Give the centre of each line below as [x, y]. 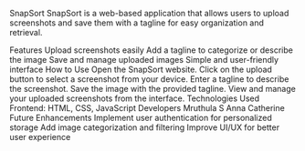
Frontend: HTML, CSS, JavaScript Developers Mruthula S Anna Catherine [147, 108]
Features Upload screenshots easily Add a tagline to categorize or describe [152, 50]
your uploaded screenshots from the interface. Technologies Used [135, 98]
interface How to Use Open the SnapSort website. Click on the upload [141, 69]
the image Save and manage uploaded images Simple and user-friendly [144, 60]
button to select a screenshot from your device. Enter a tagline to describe [149, 79]
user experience [40, 137]
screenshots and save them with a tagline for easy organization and [137, 23]
